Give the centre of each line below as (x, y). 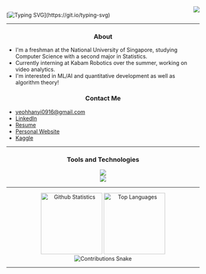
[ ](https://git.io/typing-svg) (58, 15)
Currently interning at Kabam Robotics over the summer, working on (101, 63)
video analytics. (35, 69)
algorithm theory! (37, 83)
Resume (25, 124)
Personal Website (37, 131)
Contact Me (103, 99)
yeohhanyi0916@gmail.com (50, 112)
